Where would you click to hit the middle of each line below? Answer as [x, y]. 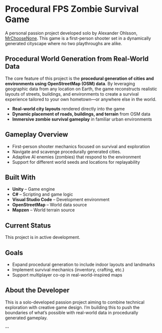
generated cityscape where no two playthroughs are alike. [64, 43]
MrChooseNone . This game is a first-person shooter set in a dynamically [78, 38]
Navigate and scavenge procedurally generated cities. [66, 152]
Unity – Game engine [33, 189]
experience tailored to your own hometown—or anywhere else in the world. [81, 99]
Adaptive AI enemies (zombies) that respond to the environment [76, 157]
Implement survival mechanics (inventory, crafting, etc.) [68, 270]
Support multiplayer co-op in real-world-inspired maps [67, 275]
